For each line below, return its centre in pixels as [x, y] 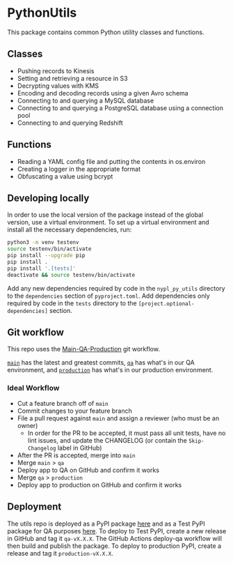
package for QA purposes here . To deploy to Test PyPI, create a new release [117, 531]
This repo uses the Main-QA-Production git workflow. [83, 349]
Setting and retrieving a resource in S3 [72, 78]
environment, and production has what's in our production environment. [110, 370]
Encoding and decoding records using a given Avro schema [103, 93]
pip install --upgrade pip [46, 256]
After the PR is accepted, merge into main [76, 455]
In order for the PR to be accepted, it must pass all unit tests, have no [127, 433]
